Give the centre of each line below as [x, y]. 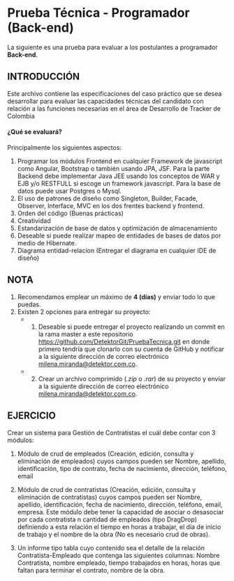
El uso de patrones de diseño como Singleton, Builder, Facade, [108, 198]
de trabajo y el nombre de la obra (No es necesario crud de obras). [114, 534]
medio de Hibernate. [47, 242]
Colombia [21, 116]
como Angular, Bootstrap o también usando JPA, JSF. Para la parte [114, 168]
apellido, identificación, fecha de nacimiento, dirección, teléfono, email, [120, 504]
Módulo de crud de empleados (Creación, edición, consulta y [105, 453]
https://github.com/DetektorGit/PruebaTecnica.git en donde [124, 341]
